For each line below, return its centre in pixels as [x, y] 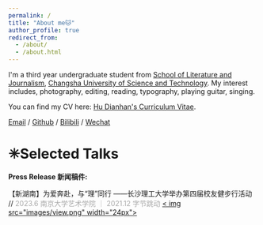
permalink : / [30, 15]
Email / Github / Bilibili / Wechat [59, 122]
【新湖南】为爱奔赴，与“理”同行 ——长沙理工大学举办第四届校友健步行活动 [130, 193]
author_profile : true [44, 30]
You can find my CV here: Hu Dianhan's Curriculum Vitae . [102, 107]
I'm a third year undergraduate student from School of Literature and [120, 75]
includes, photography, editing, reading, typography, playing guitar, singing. [132, 91]
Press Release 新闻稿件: [48, 176]
